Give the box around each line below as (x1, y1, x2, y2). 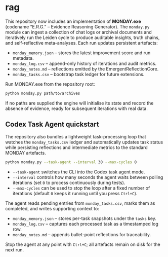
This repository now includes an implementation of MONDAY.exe (5, 18, 142, 24)
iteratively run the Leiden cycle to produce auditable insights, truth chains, (5, 34, 160, 41)
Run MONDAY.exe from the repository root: (5, 81, 95, 87)
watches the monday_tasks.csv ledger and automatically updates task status (5, 139, 163, 145)
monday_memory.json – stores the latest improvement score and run (12, 50, 151, 56)
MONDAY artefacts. (5, 150, 47, 156)
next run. (5, 246, 24, 252)
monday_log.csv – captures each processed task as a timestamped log (12, 221, 158, 227)
